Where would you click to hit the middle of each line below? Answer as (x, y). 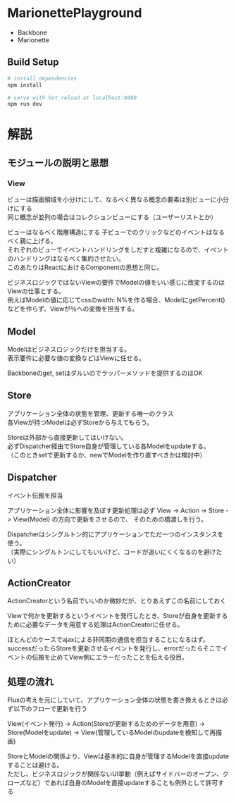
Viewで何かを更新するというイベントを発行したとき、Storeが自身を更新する (118, 616)
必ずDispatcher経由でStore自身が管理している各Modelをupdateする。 (108, 446)
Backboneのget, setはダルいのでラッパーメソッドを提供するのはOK (105, 373)
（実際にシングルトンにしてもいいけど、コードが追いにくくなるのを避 (108, 552)
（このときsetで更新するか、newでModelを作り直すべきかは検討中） (107, 455)
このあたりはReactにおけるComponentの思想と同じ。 (85, 267)
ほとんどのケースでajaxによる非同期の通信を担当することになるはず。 (108, 640)
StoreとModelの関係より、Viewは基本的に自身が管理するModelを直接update (118, 756)
